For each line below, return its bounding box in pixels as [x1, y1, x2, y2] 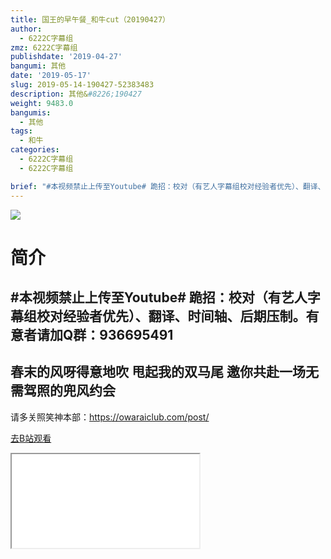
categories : [10, 145, 60, 155]
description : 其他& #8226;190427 [10, 89, 142, 99]
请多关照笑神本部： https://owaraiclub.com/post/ [10, 411, 210, 423]
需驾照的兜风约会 [10, 382, 116, 400]
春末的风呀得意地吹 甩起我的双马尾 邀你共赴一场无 [10, 364, 319, 381]
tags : [10, 126, 33, 136]
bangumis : [10, 107, 52, 118]
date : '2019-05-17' [10, 71, 92, 81]
